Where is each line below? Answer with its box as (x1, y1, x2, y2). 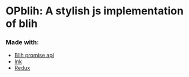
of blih (5, 17, 38, 30)
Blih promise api (14, 52, 54, 59)
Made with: (5, 38, 39, 47)
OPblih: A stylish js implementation (5, 4, 184, 18)
